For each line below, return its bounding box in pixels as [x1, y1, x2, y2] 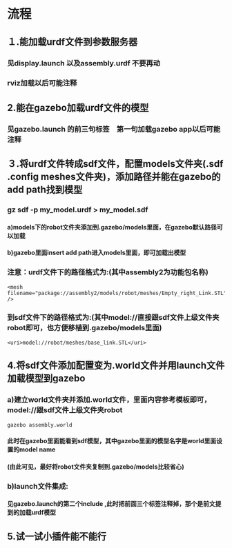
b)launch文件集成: [7, 481, 69, 491]
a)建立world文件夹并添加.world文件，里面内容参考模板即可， [7, 395, 211, 405]
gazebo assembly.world [7, 421, 72, 428]
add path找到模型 [7, 184, 83, 196]
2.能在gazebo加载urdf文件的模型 [7, 101, 149, 114]
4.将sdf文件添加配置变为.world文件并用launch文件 [7, 360, 225, 372]
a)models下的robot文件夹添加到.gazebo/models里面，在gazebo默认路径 [7, 223, 217, 231]
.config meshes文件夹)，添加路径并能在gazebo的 [7, 171, 221, 183]
